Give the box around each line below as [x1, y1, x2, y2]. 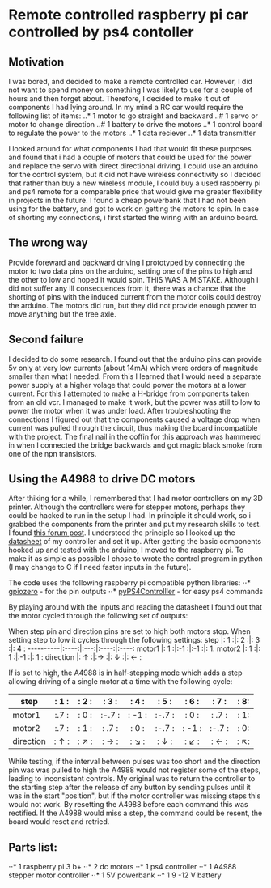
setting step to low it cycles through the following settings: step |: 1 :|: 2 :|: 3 [8, 635, 260, 645]
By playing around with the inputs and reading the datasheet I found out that [8, 602, 263, 612]
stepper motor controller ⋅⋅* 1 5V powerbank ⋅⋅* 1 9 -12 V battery [8, 870, 222, 880]
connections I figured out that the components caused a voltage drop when [8, 414, 260, 424]
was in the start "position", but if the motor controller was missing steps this [8, 791, 261, 801]
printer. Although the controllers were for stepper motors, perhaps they [8, 502, 245, 512]
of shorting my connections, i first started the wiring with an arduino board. [8, 213, 259, 222]
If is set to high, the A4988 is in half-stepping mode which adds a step [8, 668, 243, 678]
